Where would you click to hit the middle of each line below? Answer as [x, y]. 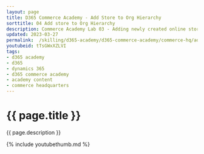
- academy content [29, 80]
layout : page [23, 12]
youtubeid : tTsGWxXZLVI [36, 46]
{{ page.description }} [34, 132]
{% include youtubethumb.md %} [48, 144]
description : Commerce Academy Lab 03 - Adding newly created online [96, 29]
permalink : [20, 40]
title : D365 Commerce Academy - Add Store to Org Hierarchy [84, 18]
